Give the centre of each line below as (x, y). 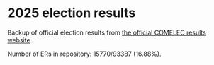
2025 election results (72, 13)
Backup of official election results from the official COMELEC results (107, 32)
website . (20, 40)
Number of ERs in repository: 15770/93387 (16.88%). (84, 54)
